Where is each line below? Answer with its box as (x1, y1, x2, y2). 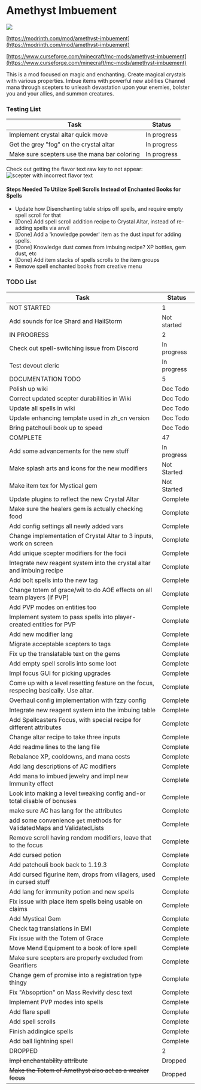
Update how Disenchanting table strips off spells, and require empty (14, 205, 184, 213)
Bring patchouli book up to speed (9, 423, 103, 432)
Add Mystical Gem (9, 914, 61, 922)
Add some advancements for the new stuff (9, 447, 129, 455)
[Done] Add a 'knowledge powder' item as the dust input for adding (14, 231, 181, 238)
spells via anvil (33, 225, 70, 232)
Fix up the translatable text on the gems (9, 649, 121, 658)
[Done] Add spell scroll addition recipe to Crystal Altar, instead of (14, 218, 175, 225)
